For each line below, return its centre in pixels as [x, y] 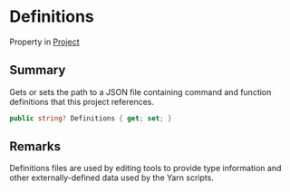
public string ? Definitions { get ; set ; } [91, 118]
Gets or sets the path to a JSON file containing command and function [140, 91]
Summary [38, 70]
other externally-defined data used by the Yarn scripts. [112, 178]
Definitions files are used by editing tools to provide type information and [145, 168]
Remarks [35, 147]
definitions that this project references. [82, 101]
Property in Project [44, 42]
